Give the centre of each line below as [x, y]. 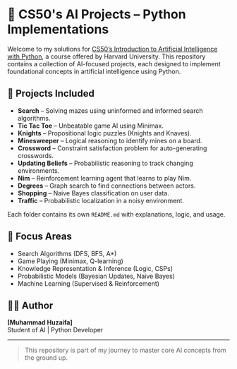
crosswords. [36, 155]
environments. [38, 170]
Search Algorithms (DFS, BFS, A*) [67, 253]
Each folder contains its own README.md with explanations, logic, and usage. [116, 214]
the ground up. [46, 358]
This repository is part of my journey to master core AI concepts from [126, 350]
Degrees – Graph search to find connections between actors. [107, 186]
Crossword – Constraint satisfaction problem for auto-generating [112, 148]
